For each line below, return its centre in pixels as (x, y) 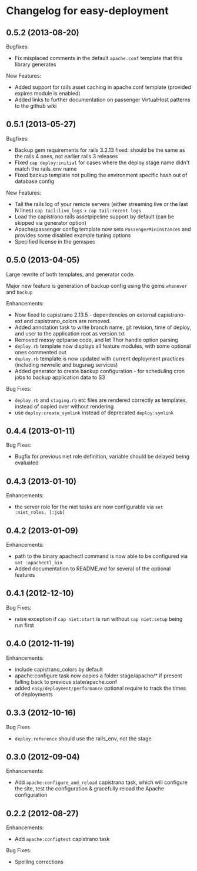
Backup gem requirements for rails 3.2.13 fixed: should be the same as (100, 150)
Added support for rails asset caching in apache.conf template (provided (103, 87)
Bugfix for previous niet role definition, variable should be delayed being (102, 457)
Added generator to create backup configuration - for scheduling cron (100, 371)
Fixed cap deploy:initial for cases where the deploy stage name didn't (102, 162)
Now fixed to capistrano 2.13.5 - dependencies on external (86, 315)
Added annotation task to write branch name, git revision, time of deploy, (103, 327)
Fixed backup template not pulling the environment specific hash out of (101, 175)
